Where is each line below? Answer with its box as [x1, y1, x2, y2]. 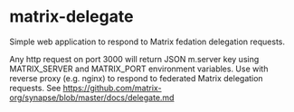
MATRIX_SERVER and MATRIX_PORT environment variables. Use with [9, 63, 269, 74]
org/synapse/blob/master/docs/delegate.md [9, 92, 175, 103]
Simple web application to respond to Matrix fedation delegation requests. [9, 36, 286, 47]
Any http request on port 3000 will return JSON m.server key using [9, 53, 260, 64]
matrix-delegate [9, 6, 134, 27]
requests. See [9, 82, 62, 93]
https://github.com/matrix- [62, 82, 162, 93]
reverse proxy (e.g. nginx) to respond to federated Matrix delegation [9, 72, 264, 83]
